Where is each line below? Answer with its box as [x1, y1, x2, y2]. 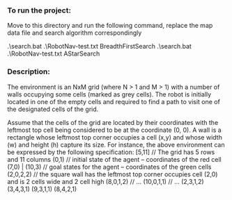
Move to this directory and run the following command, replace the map [7, 22, 213, 30]
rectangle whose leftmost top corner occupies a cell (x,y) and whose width [7, 133, 223, 141]
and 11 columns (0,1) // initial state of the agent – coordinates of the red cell [7, 155, 222, 163]
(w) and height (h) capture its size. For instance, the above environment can [7, 140, 225, 149]
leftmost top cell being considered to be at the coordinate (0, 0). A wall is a [7, 126, 222, 134]
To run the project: [7, 6, 72, 15]
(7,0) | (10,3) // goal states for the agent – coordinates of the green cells [7, 162, 212, 171]
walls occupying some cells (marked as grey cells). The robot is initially [7, 90, 212, 99]
